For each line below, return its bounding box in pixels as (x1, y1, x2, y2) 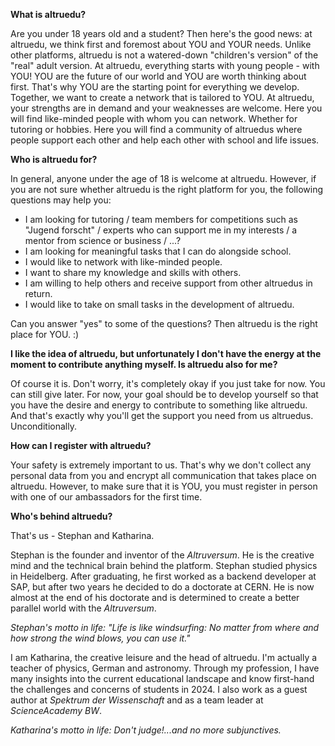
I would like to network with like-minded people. (24, 256, 223, 268)
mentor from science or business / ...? (24, 235, 182, 246)
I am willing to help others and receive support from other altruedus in (24, 277, 313, 289)
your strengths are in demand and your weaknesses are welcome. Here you (10, 102, 323, 114)
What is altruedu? (10, 9, 87, 20)
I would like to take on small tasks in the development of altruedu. (24, 299, 295, 310)
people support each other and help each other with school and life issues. (10, 134, 320, 146)
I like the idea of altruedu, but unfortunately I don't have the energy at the (10, 348, 322, 359)
